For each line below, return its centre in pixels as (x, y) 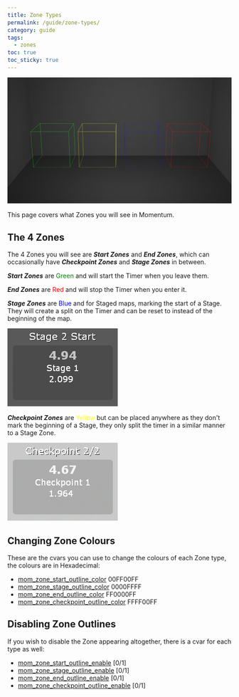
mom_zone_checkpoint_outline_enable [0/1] (81, 685)
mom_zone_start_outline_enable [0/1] (72, 663)
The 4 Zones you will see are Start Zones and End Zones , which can (108, 255)
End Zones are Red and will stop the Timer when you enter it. (97, 290)
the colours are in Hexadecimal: (54, 565)
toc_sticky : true (33, 61)
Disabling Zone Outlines (62, 624)
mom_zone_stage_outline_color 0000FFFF (80, 587)
